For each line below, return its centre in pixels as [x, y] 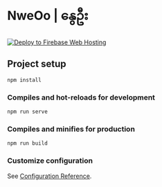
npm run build [28, 143]
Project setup [37, 64]
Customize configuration [50, 161]
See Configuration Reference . [49, 176]
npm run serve [28, 112]
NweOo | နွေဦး [48, 16]
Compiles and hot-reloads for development [81, 97]
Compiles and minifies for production [71, 129]
